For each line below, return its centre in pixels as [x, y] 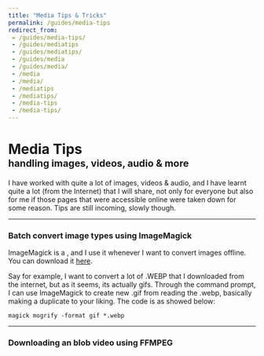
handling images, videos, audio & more [99, 163]
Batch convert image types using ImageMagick [100, 235]
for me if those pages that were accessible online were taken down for [123, 199]
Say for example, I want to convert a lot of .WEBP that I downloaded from [126, 277]
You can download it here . [50, 261]
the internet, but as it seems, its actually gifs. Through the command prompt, [132, 284]
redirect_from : [33, 30]
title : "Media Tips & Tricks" [58, 15]
